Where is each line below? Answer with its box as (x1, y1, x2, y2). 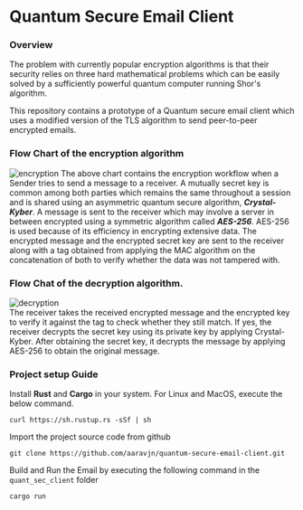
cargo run (9, 492, 47, 501)
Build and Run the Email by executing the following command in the (9, 465, 260, 476)
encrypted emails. (9, 125, 77, 136)
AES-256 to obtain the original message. (9, 345, 160, 356)
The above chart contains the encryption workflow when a (60, 167, 279, 178)
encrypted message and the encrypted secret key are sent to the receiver (9, 235, 285, 246)
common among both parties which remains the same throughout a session (9, 187, 291, 198)
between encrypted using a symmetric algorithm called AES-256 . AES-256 (9, 215, 289, 227)
